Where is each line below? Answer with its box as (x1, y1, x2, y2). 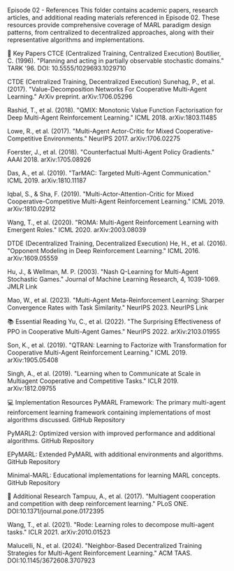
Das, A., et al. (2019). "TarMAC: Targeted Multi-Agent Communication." (7, 169, 212, 177)
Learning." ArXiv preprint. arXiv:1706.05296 (7, 92, 133, 101)
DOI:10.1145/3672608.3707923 (7, 556, 96, 565)
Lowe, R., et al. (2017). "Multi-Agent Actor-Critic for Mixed (7, 127, 174, 135)
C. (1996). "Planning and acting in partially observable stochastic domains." (7, 57, 224, 65)
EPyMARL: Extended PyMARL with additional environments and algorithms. (7, 450, 224, 458)
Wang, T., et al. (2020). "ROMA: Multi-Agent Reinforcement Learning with (7, 218, 219, 226)
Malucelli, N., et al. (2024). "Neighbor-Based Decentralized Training (7, 542, 203, 549)
